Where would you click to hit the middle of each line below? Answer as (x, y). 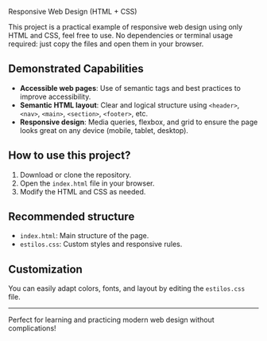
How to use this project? (70, 156)
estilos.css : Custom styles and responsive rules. (101, 244)
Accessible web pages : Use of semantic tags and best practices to (130, 88)
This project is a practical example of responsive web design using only (126, 27)
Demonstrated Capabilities (76, 69)
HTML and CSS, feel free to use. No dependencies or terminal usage (120, 35)
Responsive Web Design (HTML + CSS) (73, 12)
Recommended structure (72, 217)
